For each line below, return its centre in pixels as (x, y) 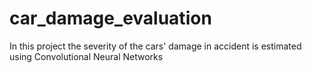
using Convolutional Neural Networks (86, 56)
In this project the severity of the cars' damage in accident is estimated (155, 46)
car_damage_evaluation (110, 18)
